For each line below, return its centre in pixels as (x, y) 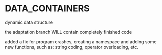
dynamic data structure (29, 22)
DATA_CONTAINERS (47, 9)
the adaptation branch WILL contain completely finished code (69, 32)
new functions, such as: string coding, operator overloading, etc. (72, 47)
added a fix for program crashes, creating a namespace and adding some (81, 42)
